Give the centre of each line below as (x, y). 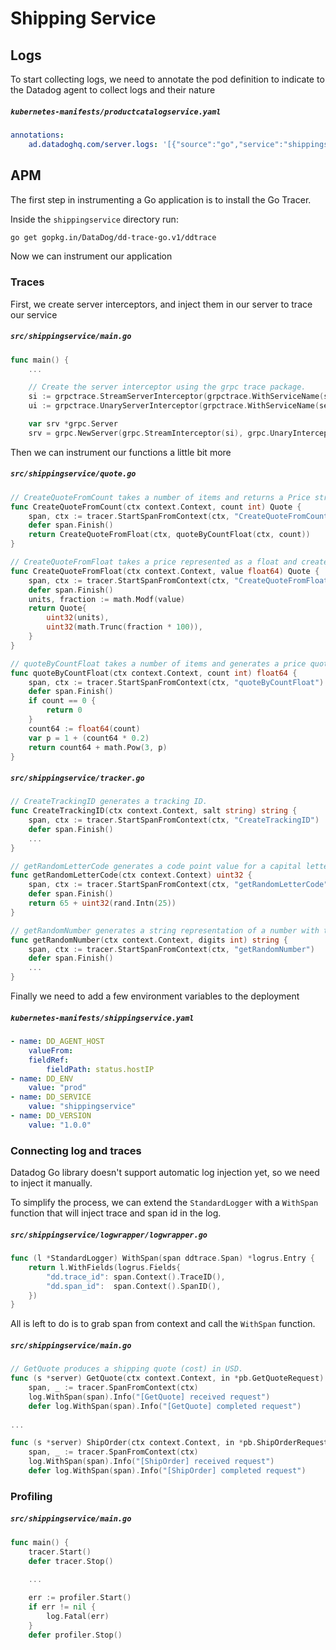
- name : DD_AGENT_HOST (57, 1042)
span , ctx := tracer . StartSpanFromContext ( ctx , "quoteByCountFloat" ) (176, 682)
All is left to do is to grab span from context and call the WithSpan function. (163, 1324)
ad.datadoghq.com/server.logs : (93, 144)
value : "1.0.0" (60, 1125)
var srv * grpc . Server (73, 424)
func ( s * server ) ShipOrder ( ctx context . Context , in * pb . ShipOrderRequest (169, 1443)
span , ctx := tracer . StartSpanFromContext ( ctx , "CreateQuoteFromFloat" (180, 580)
